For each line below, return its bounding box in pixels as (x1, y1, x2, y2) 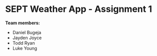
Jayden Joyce (12, 35, 42, 41)
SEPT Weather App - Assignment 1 (5, 3, 152, 15)
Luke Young (12, 45, 38, 51)
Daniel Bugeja (12, 29, 42, 35)
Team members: (5, 20, 40, 26)
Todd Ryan (12, 40, 35, 46)
